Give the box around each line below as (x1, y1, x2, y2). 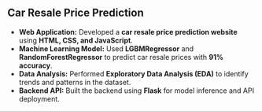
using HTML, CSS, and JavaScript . (18, 35, 133, 45)
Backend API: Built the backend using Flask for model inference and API (18, 86, 255, 95)
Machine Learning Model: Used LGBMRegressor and (18, 43, 194, 54)
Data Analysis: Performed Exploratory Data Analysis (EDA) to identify (18, 68, 249, 78)
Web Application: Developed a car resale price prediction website (18, 27, 238, 36)
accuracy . (18, 61, 53, 70)
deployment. (18, 94, 60, 103)
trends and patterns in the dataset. (18, 77, 131, 87)
